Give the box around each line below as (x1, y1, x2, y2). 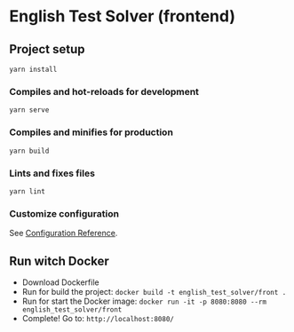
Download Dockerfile (21, 277, 99, 288)
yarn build (9, 146, 50, 155)
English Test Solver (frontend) (9, 6, 235, 27)
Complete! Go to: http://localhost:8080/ (21, 313, 175, 323)
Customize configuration (9, 207, 120, 219)
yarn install (9, 65, 58, 74)
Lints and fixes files (9, 167, 96, 179)
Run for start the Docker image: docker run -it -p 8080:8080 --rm (21, 296, 267, 306)
